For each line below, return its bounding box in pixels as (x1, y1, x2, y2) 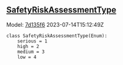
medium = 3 (17, 49, 45, 55)
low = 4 (17, 54, 37, 60)
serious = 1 (17, 38, 47, 44)
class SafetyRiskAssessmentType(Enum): (6, 33, 108, 39)
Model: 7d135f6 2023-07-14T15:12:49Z (6, 21, 104, 28)
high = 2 (17, 43, 40, 49)
